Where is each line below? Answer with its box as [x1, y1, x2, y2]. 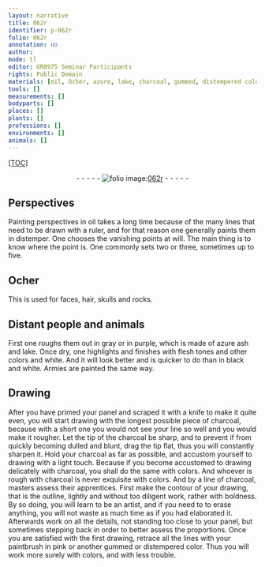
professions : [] [8, 122, 62, 130]
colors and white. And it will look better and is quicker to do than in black [8, 355, 244, 364]
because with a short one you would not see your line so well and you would [8, 424, 256, 434]
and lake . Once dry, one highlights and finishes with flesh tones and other [8, 347, 248, 356]
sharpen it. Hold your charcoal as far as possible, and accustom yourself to [8, 449, 252, 459]
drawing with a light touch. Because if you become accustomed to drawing [8, 457, 252, 467]
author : [8, 48, 34, 56]
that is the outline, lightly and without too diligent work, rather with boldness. [8, 491, 257, 501]
